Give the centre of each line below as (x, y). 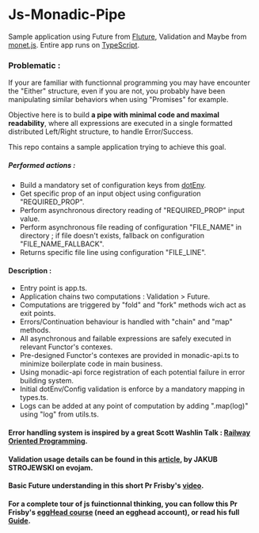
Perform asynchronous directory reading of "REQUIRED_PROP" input (132, 211)
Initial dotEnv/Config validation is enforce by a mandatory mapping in (132, 389)
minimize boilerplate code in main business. (91, 364)
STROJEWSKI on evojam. (51, 467)
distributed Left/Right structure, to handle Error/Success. (101, 131)
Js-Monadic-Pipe (67, 15)
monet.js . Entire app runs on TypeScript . (74, 44)
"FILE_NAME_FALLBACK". (62, 244)
